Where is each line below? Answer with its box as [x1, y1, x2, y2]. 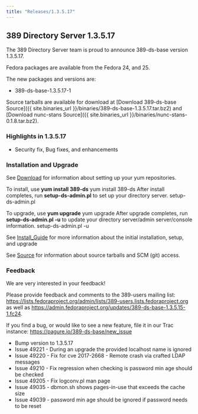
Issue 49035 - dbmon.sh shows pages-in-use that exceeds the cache [14, 384, 185, 391]
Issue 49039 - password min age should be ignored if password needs [14, 396, 188, 403]
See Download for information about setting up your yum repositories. [6, 174, 177, 181]
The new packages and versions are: [6, 75, 96, 83]
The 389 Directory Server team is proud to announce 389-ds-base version [6, 46, 188, 53]
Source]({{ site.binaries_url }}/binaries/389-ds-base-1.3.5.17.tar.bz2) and [6, 105, 182, 112]
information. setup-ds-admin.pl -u [6, 222, 89, 230]
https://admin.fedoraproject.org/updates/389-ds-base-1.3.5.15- [31, 304, 186, 311]
